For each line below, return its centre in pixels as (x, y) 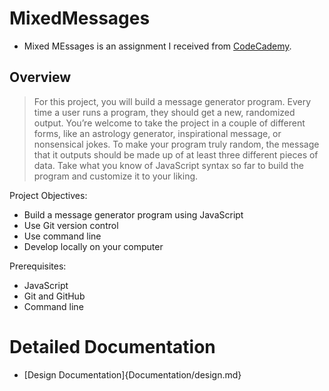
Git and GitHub (54, 296)
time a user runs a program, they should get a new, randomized (164, 112)
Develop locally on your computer (93, 246)
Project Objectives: (48, 195)
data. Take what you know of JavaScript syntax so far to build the (168, 165)
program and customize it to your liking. (116, 176)
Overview (40, 77)
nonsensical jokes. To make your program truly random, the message (176, 144)
